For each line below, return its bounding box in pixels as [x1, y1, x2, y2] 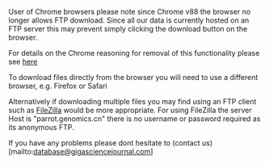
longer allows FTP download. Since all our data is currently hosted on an [8, 15, 250, 25]
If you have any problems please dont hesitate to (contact [8, 138, 200, 148]
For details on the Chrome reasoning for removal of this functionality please [8, 48, 260, 57]
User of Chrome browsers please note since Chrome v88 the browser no [8, 7, 251, 16]
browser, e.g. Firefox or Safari [8, 81, 107, 90]
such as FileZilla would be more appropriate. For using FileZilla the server [8, 105, 252, 115]
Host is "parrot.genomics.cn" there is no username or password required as [8, 114, 261, 124]
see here [8, 57, 38, 66]
